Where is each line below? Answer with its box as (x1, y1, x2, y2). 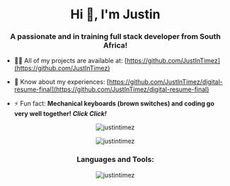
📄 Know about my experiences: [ (13, 78, 110, 86)
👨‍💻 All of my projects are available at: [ (13, 57, 127, 65)
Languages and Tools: (76, 155, 154, 165)
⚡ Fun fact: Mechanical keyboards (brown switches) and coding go (13, 99, 214, 108)
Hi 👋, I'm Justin (70, 6, 161, 23)
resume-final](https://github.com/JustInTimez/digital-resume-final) (13, 85, 209, 94)
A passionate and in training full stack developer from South (10, 32, 221, 42)
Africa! (103, 40, 128, 50)
